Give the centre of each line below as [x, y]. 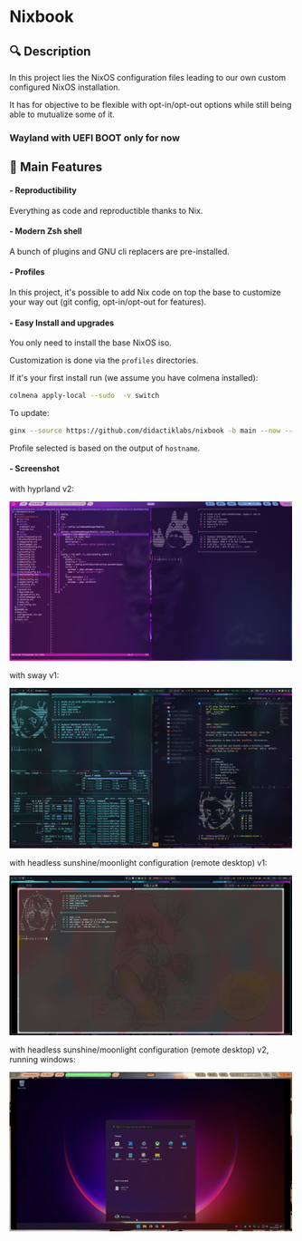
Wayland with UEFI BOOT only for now [95, 138]
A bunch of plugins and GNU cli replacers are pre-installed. [120, 251]
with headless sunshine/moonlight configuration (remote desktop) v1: [138, 863]
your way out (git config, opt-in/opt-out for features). [108, 302]
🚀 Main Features [56, 167]
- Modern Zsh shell [46, 231]
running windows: [42, 1059]
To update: [29, 413]
